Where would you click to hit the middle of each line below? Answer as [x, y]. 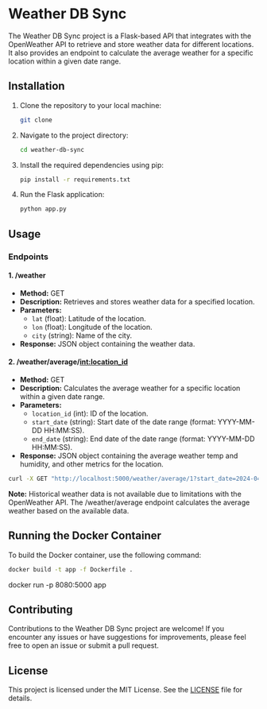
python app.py [43, 209]
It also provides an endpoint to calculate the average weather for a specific [131, 52]
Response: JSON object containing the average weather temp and [129, 455]
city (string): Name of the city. [82, 335]
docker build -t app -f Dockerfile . [71, 569]
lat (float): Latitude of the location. [89, 318]
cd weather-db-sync [52, 149]
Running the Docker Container [85, 536]
